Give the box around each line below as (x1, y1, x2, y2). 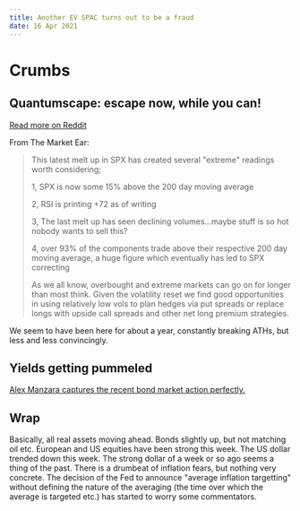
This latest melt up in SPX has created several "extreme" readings (30, 154, 275, 165)
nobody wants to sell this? (30, 225, 128, 236)
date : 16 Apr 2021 (9, 22, 78, 30)
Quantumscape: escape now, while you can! (9, 96, 261, 111)
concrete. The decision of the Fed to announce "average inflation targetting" (9, 472, 292, 483)
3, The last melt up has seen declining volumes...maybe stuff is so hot (30, 216, 289, 227)
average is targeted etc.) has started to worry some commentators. (9, 491, 257, 502)
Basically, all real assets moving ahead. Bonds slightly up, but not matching (9, 434, 287, 445)
